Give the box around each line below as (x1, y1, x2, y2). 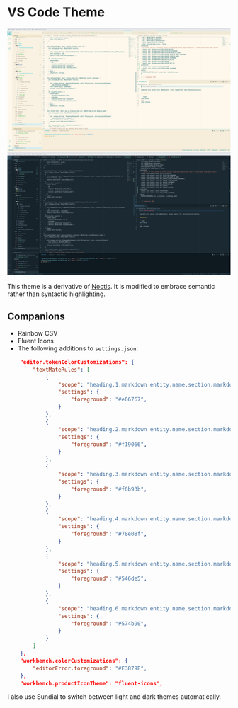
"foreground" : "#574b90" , (70, 620, 147, 627)
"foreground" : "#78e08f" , (70, 530, 147, 538)
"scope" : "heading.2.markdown (57, 426, 147, 433)
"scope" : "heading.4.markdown (57, 515, 147, 523)
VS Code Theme (7, 4, 105, 21)
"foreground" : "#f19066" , (70, 440, 147, 448)
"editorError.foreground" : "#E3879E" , (33, 665, 147, 672)
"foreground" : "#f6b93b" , (70, 486, 147, 493)
